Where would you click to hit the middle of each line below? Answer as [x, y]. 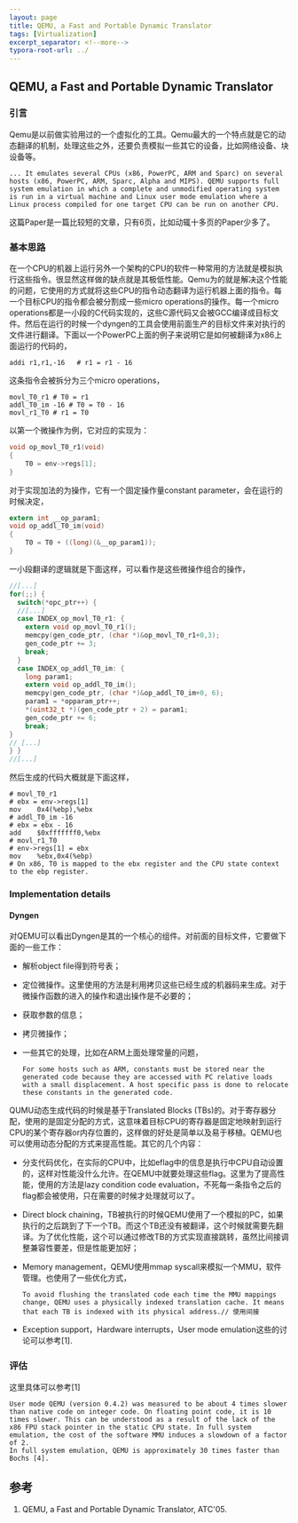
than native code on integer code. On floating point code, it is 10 [141, 1412]
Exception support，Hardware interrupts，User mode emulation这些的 [151, 1329]
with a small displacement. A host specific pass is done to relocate [155, 1085]
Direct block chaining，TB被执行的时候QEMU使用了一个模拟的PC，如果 [153, 1215]
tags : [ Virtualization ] [53, 34]
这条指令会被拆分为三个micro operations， [87, 381]
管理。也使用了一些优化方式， [76, 1278]
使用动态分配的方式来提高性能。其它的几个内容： [114, 1144]
